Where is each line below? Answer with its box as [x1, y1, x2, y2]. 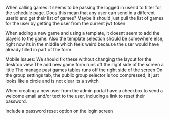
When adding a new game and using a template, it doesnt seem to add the [5, 30, 160, 36]
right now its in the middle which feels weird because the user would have [5, 41, 159, 47]
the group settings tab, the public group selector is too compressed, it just [5, 72, 159, 78]
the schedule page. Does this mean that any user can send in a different [5, 10, 155, 16]
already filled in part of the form [5, 47, 72, 52]
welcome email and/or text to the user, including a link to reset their [5, 93, 145, 99]
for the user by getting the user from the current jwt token [5, 20, 126, 26]
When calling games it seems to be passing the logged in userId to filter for [5, 5, 161, 10]
